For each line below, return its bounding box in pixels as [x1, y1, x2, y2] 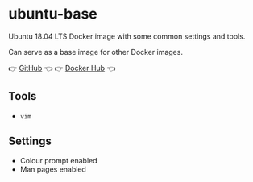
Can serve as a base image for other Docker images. [8, 47, 184, 56]
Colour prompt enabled [19, 155, 98, 165]
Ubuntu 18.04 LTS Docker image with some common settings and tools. [8, 31, 246, 41]
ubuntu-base [8, 5, 98, 23]
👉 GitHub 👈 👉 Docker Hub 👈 [8, 63, 116, 72]
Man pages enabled [19, 164, 87, 174]
